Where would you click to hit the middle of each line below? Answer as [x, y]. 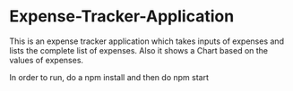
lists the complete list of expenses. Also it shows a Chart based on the [139, 50]
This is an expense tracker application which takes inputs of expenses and [147, 41]
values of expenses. [46, 60]
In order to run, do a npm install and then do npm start [109, 77]
